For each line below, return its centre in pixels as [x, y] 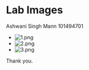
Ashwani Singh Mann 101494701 [44, 26]
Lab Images [35, 10]
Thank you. [19, 61]
